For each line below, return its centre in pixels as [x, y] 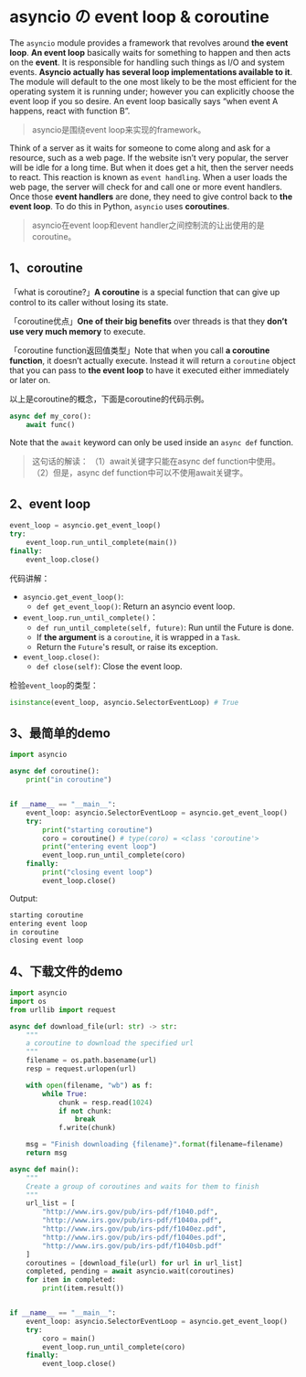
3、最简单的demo [60, 733]
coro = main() [69, 1339]
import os [28, 1001]
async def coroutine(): [55, 772]
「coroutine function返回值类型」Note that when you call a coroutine [140, 350]
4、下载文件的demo [66, 971]
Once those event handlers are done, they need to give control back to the [151, 197]
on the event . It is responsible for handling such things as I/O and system [147, 62]
